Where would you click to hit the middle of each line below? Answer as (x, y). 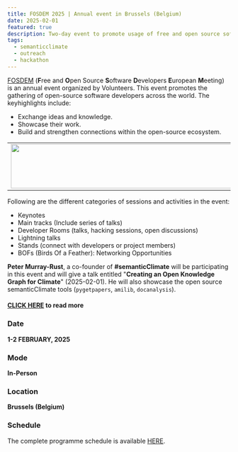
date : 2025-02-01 (33, 21)
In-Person (22, 373)
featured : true (30, 27)
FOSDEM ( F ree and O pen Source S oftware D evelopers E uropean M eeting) (116, 80)
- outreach (30, 54)
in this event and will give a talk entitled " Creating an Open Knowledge (111, 274)
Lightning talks (39, 238)
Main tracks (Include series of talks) (70, 222)
